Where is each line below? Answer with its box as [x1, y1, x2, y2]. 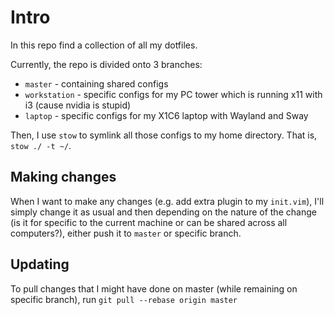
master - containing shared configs [24, 77, 169, 90]
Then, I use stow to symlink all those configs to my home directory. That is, [10, 129, 318, 141]
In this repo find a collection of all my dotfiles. [10, 39, 198, 51]
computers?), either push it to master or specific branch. [10, 227, 242, 239]
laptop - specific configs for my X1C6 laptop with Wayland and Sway [24, 109, 309, 121]
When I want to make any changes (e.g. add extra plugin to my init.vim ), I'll [10, 195, 325, 207]
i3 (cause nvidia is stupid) [24, 99, 132, 111]
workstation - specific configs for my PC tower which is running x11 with [24, 88, 323, 100]
